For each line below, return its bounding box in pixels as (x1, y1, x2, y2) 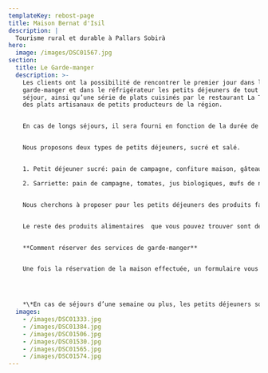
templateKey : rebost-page (8, 11, 94, 20)
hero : (8, 42, 26, 50)
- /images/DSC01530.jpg (22, 337, 102, 346)
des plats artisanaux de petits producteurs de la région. (22, 101, 223, 109)
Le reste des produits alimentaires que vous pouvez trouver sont (22, 222, 251, 230)
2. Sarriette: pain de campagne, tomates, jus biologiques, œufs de (22, 179, 255, 188)
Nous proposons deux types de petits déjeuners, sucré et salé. (22, 144, 241, 152)
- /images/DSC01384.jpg (22, 323, 102, 331)
